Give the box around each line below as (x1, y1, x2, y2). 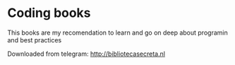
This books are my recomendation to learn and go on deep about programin (7, 28, 228, 37)
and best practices (7, 35, 62, 44)
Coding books (7, 5, 91, 21)
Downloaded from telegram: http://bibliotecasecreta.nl (7, 49, 166, 58)
